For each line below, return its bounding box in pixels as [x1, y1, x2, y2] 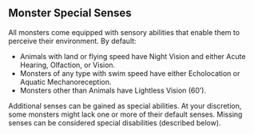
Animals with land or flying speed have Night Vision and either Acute [19, 51, 246, 61]
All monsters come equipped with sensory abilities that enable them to [8, 27, 240, 37]
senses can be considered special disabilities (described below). [8, 117, 221, 127]
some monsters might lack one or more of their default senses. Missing [8, 109, 243, 119]
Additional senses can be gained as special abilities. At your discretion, [8, 101, 242, 110]
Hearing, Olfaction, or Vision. [19, 60, 116, 69]
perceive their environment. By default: [8, 36, 137, 46]
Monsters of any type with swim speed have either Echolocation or [19, 68, 240, 78]
